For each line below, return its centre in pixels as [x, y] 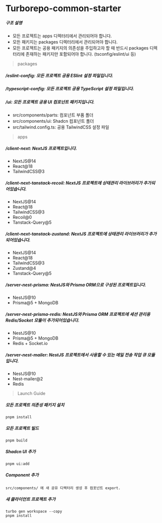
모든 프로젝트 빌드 [22, 428]
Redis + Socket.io [30, 343]
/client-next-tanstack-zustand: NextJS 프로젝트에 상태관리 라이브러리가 [77, 234]
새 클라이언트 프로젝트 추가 [31, 499]
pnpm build [16, 440]
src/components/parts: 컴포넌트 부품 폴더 [53, 115]
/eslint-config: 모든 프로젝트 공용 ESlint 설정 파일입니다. [59, 75]
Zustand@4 [24, 268]
